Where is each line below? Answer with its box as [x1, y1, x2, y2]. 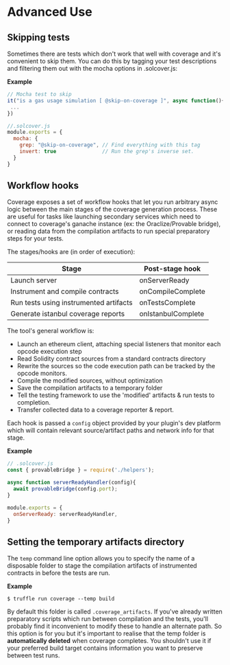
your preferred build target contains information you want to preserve [7, 644, 203, 653]
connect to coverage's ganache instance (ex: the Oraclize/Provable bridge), [7, 220, 221, 228]
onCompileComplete [139, 286, 205, 296]
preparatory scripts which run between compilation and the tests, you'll [7, 615, 209, 623]
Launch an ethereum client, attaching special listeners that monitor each [16, 340, 221, 348]
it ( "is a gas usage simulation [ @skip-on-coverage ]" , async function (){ [7, 97, 225, 104]
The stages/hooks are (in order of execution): [7, 248, 136, 256]
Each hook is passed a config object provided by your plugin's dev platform [7, 419, 221, 427]
